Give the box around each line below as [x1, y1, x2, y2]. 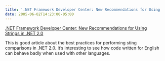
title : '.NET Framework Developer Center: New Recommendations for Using [5, 7, 161, 12]
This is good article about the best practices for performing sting [5, 40, 137, 45]
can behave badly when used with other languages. [5, 50, 111, 56]
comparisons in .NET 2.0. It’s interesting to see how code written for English [5, 45, 160, 51]
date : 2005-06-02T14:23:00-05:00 [5, 12, 74, 17]
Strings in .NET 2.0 [5, 30, 43, 36]
